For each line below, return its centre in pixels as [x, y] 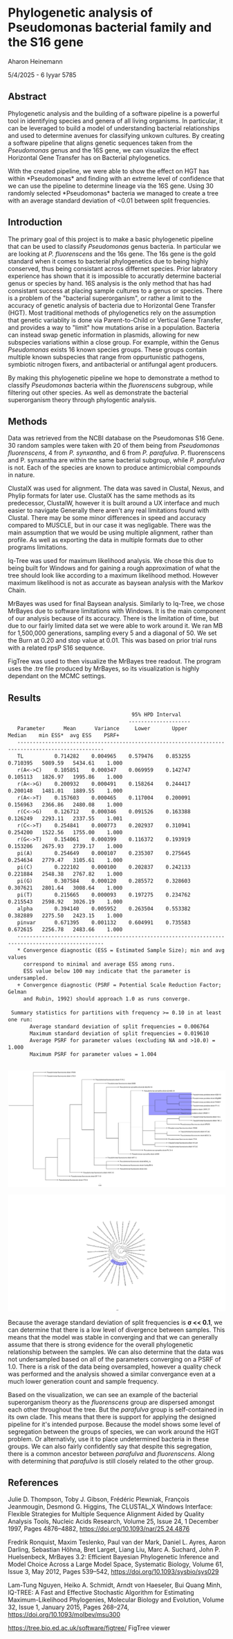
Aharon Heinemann [35, 61]
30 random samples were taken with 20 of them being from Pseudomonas [114, 446]
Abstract [27, 97]
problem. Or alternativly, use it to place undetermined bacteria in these [109, 1439]
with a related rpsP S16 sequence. [56, 648]
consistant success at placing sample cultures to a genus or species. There [115, 290]
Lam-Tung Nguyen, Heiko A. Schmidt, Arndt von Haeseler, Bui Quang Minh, [115, 1585]
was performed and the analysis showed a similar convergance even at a [112, 1373]
